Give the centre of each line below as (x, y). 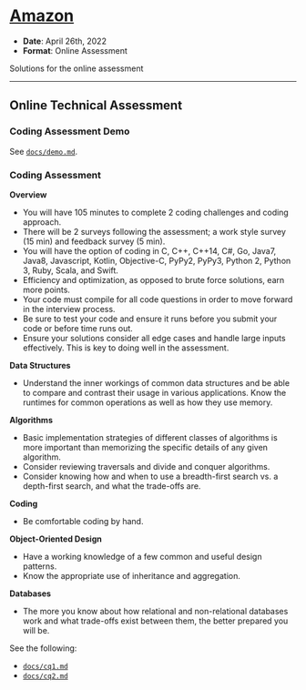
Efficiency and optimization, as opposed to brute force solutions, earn (153, 279)
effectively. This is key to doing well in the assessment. (126, 348)
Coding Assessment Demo (70, 131)
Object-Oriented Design (56, 539)
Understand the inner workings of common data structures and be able (156, 382)
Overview (28, 194)
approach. (42, 222)
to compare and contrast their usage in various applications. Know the (154, 392)
